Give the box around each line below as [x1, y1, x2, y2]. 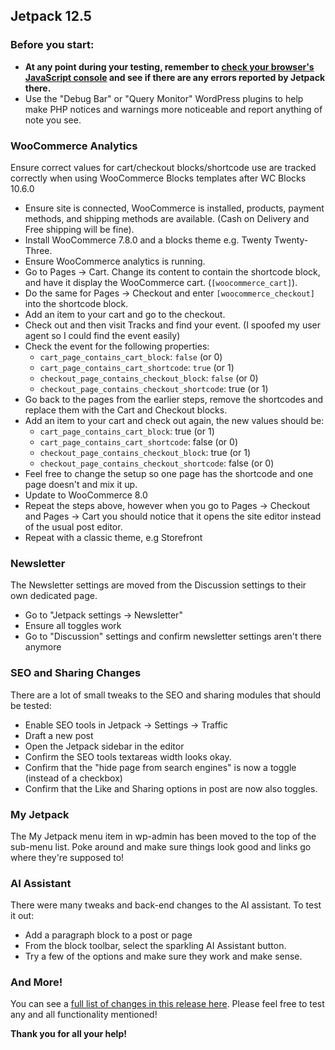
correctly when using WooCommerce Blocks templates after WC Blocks [10, 172, 307, 184]
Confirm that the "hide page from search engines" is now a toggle [24, 761, 297, 773]
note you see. [24, 114, 82, 126]
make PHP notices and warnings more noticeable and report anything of [24, 103, 323, 115]
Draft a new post [24, 729, 94, 741]
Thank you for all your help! [10, 1028, 127, 1040]
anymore [24, 641, 62, 653]
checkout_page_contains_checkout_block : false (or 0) [39, 372, 259, 384]
